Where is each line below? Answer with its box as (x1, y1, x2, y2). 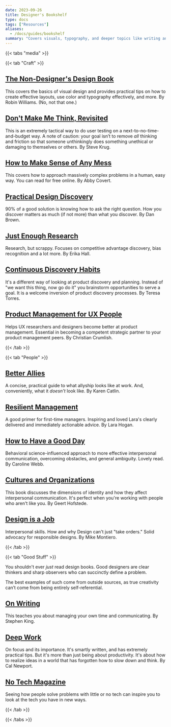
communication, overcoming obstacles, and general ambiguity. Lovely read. (5, 456, 164, 461)
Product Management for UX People (5, 310, 122, 319)
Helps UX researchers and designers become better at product (5, 323, 137, 330)
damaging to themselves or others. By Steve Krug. (5, 144, 111, 150)
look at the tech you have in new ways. (5, 697, 87, 703)
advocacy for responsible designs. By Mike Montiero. (5, 534, 117, 540)
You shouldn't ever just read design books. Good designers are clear (5, 564, 149, 570)
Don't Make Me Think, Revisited (5, 114, 108, 123)
